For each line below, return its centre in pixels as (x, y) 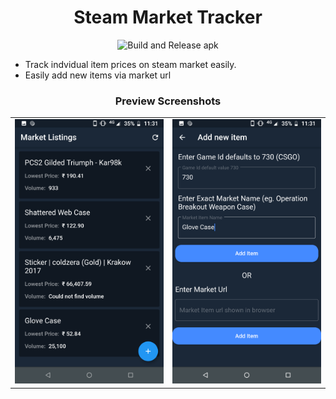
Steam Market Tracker (168, 17)
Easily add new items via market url (98, 75)
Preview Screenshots (168, 101)
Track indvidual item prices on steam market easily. (130, 64)
